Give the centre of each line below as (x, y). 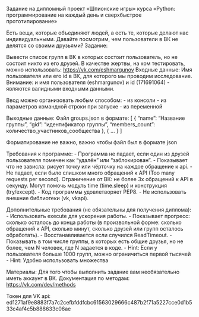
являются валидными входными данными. (60, 88)
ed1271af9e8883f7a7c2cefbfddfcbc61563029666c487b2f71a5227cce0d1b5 (99, 302)
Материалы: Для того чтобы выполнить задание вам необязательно (93, 272)
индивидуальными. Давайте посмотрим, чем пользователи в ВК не (92, 39)
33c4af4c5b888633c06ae (39, 309)
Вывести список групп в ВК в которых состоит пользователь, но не (92, 57)
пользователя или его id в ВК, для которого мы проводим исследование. (99, 76)
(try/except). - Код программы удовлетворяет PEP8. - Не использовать (96, 192)
